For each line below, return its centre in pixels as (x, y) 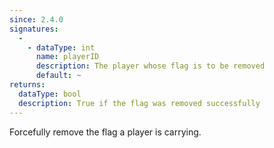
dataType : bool (50, 94)
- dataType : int (61, 47)
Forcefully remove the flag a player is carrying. (105, 132)
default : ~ (58, 76)
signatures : (34, 29)
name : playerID (67, 57)
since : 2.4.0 (36, 19)
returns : (27, 85)
